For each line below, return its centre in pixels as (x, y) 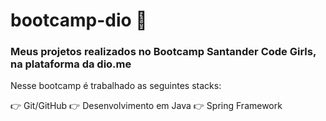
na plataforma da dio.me (71, 64)
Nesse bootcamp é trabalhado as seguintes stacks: (116, 86)
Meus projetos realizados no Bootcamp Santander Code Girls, (163, 52)
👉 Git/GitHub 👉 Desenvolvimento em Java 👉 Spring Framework (146, 106)
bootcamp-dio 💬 (79, 20)
